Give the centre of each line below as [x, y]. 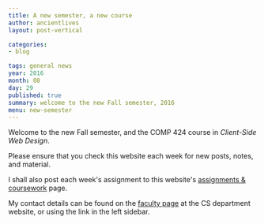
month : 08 [25, 80]
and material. [30, 164]
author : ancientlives [44, 23]
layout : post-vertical [45, 30]
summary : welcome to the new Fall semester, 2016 [92, 103]
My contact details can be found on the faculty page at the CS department [129, 203]
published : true [35, 95]
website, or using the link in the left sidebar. [79, 212]
